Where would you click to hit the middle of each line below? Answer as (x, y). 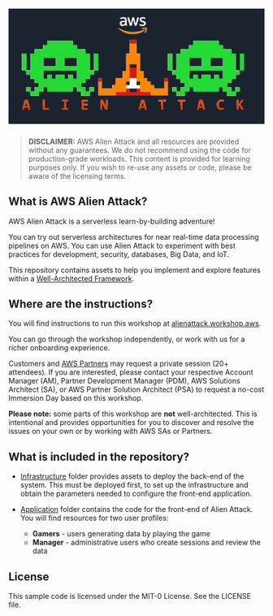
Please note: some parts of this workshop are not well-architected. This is (133, 414)
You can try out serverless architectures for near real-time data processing (134, 236)
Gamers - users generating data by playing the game (121, 534)
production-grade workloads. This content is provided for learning (139, 158)
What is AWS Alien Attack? (78, 202)
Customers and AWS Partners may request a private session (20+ (119, 364)
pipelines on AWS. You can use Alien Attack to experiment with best (122, 245)
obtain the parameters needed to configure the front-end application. (136, 494)
